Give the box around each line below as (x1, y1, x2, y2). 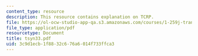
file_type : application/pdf (6, 24, 75, 31)
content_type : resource (6, 8, 65, 15)
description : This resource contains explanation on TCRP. (6, 14, 154, 20)
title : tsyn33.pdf (6, 36, 51, 41)
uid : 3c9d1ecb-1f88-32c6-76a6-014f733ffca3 (6, 41, 115, 47)
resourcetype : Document (6, 30, 65, 36)
